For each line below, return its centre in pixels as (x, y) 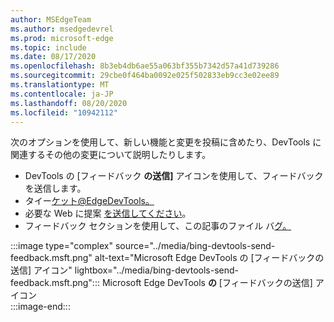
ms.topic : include (48, 47)
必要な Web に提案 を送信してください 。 (108, 213)
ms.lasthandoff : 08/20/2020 (69, 103)
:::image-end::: (40, 307)
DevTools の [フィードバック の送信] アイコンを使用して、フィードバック (174, 176)
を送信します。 (55, 188)
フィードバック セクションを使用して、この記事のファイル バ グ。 (158, 226)
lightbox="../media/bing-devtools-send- (156, 270)
